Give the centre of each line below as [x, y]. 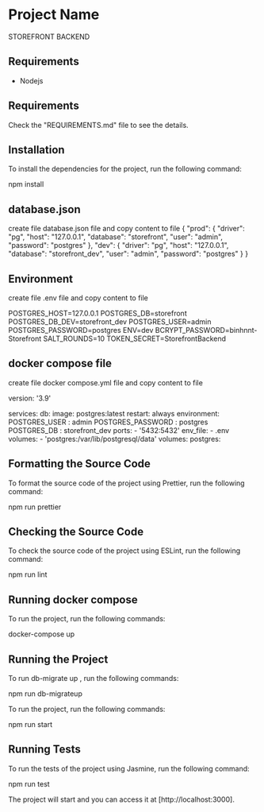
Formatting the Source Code [79, 464]
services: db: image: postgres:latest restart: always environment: [114, 413]
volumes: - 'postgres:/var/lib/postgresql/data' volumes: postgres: [115, 439]
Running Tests [44, 750]
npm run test [29, 783]
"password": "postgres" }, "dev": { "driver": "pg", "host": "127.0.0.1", [119, 246]
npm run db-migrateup [46, 694]
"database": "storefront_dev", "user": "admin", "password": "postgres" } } [128, 254]
